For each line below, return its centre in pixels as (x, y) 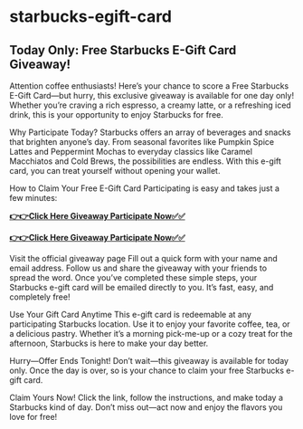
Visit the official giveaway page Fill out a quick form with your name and (143, 258)
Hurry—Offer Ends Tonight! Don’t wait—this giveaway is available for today (149, 361)
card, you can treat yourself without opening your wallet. (115, 171)
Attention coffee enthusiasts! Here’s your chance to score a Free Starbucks (149, 86)
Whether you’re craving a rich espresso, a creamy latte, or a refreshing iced (150, 105)
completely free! (40, 297)
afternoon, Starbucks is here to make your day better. (109, 343)
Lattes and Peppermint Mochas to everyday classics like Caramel (131, 152)
